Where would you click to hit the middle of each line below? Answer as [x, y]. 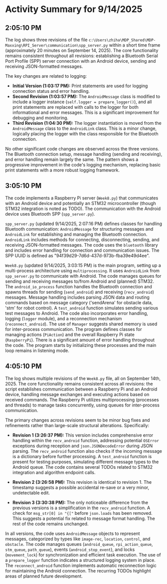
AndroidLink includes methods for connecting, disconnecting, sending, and [82, 240]
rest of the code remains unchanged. [50, 524]
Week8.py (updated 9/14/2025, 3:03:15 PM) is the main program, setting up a [83, 265]
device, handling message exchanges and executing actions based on [77, 394]
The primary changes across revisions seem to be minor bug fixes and [78, 420]
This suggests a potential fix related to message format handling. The [84, 518]
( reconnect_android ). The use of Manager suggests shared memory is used [81, 324]
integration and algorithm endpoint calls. [54, 472]
